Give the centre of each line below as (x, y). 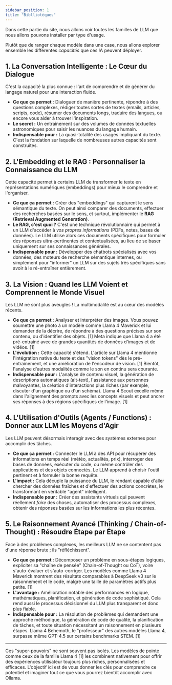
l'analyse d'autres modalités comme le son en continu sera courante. (85, 369)
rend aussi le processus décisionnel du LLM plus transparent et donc (85, 603)
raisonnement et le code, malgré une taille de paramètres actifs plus (84, 582)
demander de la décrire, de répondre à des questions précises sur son (87, 330)
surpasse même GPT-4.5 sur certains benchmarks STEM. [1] (77, 636)
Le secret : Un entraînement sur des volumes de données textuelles (84, 124)
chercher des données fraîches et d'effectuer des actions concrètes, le (88, 486)
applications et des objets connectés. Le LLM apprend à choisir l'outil (86, 470)
